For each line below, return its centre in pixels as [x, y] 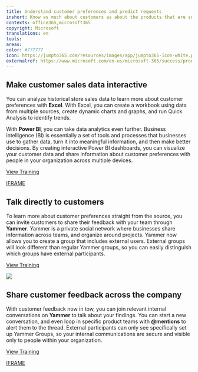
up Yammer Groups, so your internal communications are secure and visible [98, 334]
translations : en [27, 34]
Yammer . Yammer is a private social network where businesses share [91, 229]
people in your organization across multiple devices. [70, 160]
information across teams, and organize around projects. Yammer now [91, 235]
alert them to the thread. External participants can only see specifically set [96, 327]
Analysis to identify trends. [39, 118]
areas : [14, 45]
